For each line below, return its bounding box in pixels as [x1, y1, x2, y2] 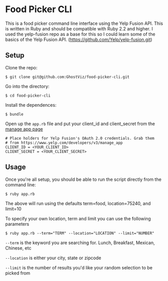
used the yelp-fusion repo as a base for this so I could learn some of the [5, 31, 155, 37]
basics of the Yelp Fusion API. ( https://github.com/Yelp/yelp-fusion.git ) [5, 36, 152, 43]
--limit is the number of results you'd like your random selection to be [5, 264, 153, 270]
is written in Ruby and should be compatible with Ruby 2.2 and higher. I [5, 25, 153, 31]
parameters [5, 221, 29, 227]
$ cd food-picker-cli [5, 93, 51, 98]
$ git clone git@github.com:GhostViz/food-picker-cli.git [5, 74, 130, 79]
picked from [5, 270, 30, 276]
